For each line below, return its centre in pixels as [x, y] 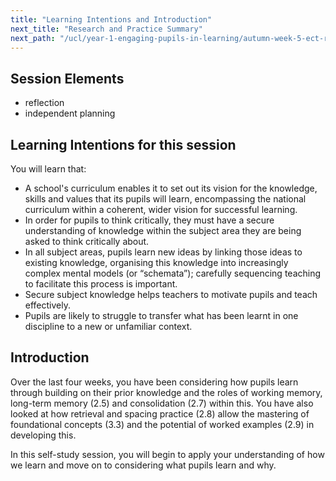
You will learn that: [48, 169]
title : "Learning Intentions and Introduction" [111, 19]
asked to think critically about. [87, 241]
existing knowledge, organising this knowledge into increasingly [156, 262]
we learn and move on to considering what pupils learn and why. [143, 465]
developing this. [43, 435]
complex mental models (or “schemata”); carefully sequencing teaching [173, 273]
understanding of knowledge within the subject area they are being [163, 230]
